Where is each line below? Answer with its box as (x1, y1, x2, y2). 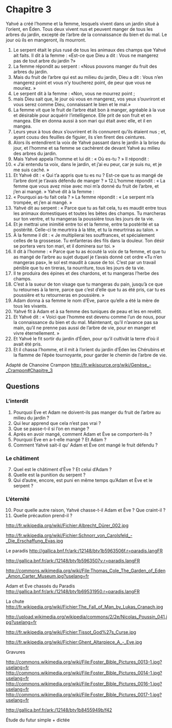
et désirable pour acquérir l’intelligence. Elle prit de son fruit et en (13, 112, 152, 118)
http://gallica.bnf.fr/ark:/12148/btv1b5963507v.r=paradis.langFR (6, 558, 140, 564)
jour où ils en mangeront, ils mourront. (6, 37, 87, 43)
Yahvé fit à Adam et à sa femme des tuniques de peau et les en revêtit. (13, 308, 163, 314)
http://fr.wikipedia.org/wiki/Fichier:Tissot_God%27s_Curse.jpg (6, 629, 136, 635)
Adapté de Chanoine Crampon (6, 361, 70, 368)
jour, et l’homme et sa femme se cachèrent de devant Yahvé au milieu (13, 145, 160, 151)
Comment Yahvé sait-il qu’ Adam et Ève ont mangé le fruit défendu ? (13, 442, 158, 448)
